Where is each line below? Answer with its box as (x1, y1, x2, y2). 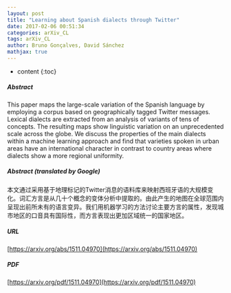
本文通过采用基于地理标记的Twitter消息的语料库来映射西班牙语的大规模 (7, 185, 208, 193)
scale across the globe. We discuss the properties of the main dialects (7, 129, 206, 138)
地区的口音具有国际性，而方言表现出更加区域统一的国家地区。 (12, 211, 188, 219)
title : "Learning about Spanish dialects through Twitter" (7, 17, 180, 23)
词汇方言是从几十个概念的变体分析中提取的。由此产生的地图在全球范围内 (19, 194, 224, 202)
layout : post (7, 10, 45, 17)
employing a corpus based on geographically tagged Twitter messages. (7, 107, 211, 116)
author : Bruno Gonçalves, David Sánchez (7, 42, 125, 49)
